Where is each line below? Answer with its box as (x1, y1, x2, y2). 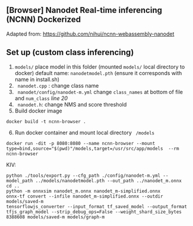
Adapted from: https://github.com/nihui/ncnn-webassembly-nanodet (6, 30, 175, 37)
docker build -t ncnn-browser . (6, 118, 86, 124)
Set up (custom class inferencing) (6, 47, 134, 57)
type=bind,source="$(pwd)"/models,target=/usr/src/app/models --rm (6, 146, 179, 151)
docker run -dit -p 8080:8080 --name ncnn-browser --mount (6, 140, 156, 146)
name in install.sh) (14, 76, 60, 83)
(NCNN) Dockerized (6, 15, 81, 25)
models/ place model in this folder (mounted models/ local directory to (14, 63, 185, 70)
